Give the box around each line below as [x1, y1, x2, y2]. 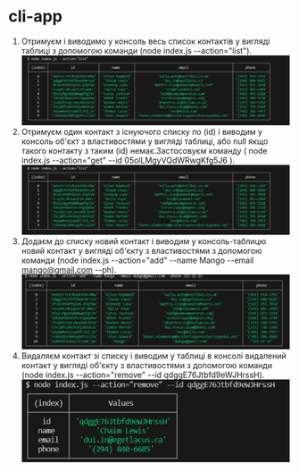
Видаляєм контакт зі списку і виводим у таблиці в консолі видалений [21, 350, 287, 361]
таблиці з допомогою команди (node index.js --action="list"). [21, 45, 252, 55]
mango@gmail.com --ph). [21, 265, 117, 275]
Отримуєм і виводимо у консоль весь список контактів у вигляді [21, 36, 270, 46]
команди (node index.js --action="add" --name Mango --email [21, 255, 254, 265]
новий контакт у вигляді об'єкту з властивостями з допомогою [21, 246, 262, 257]
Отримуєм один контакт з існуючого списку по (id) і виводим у [21, 127, 263, 138]
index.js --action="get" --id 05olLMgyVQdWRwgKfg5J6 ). [21, 155, 236, 166]
